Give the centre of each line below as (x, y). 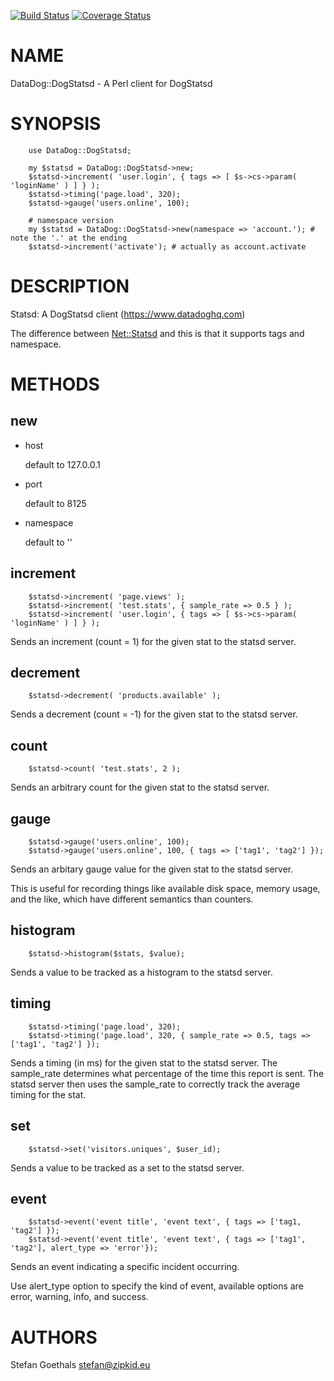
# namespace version (71, 220)
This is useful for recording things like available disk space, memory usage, (165, 889)
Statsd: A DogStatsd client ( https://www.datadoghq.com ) (128, 314)
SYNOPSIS (56, 124)
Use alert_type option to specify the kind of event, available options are (157, 1286)
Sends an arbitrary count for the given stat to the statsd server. (140, 787)
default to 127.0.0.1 (62, 464)
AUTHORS (54, 1337)
